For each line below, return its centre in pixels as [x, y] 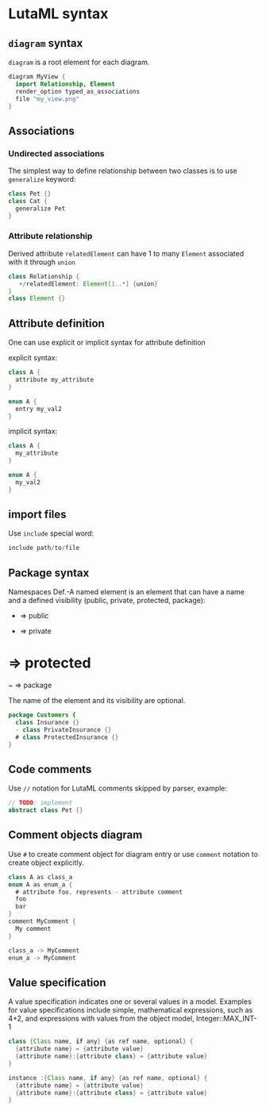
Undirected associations [56, 153]
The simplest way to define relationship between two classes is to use [123, 171]
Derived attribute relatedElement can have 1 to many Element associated [126, 253]
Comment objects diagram [75, 835]
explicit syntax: [33, 358]
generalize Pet [40, 208]
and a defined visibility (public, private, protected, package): [107, 601]
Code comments [50, 769]
